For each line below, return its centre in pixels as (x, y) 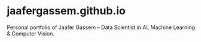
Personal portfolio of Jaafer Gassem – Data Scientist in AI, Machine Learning (101, 27)
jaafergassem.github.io (66, 11)
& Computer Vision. (31, 33)
